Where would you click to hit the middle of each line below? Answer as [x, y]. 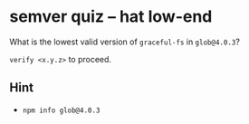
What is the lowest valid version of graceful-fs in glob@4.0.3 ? [124, 42]
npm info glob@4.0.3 [61, 110]
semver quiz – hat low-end [111, 17]
